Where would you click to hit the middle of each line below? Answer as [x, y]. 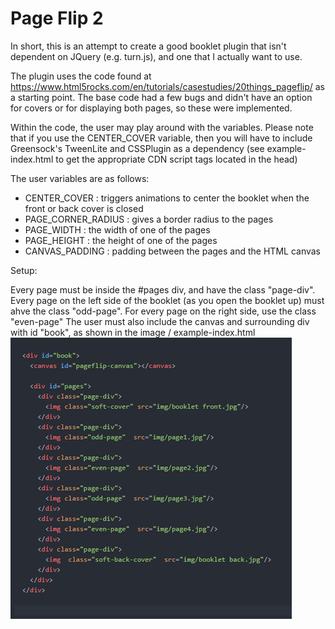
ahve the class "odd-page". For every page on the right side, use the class [163, 311]
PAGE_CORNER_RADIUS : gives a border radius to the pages [149, 219]
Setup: [24, 270]
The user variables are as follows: [80, 178]
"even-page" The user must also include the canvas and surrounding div [160, 321]
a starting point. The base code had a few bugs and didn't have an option [161, 97]
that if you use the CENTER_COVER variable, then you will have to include [161, 138]
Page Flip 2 [57, 18]
